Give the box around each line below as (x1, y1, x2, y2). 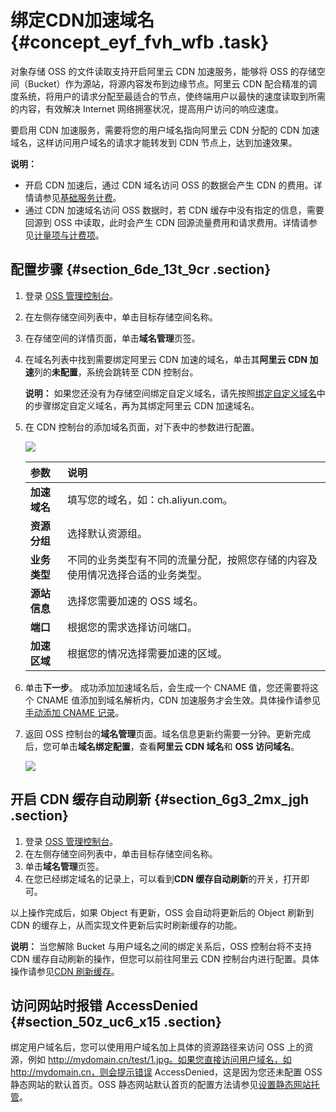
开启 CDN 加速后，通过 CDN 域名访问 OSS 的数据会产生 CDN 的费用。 (24, 179, 314, 191)
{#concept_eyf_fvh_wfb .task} (10, 31, 270, 54)
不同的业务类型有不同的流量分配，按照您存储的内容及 (66, 552, 318, 566)
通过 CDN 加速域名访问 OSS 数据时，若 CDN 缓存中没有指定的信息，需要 (24, 204, 325, 216)
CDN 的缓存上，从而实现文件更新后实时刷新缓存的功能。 (10, 919, 243, 931)
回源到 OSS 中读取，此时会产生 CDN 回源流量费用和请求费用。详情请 (24, 216, 310, 228)
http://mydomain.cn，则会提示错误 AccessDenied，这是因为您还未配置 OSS (10, 1066, 323, 1078)
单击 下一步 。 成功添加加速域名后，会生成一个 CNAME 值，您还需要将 (24, 681, 311, 693)
